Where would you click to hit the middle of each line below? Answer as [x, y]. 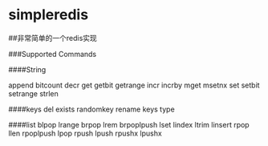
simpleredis [49, 15]
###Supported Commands [53, 54]
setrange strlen [33, 93]
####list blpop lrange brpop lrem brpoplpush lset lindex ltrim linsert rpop [129, 124]
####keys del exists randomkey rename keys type [91, 109]
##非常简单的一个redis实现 [53, 38]
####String [27, 69]
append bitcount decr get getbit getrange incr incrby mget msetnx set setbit [134, 85]
